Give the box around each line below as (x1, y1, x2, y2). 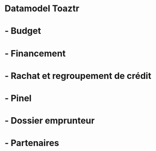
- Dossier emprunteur (4, 115, 95, 126)
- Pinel (4, 93, 32, 103)
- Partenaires (4, 138, 60, 149)
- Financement (4, 48, 66, 59)
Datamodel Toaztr (4, 3, 80, 14)
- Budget (4, 25, 41, 37)
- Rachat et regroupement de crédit (4, 70, 152, 81)
